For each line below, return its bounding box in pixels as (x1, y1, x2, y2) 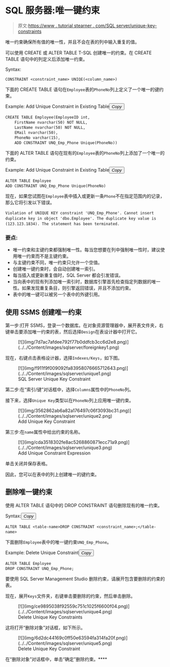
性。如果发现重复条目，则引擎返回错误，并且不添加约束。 (12, 285, 134, 291)
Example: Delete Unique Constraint (5, 550, 79, 556)
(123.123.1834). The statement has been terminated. (5, 221, 120, 226)
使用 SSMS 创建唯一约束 (5, 307, 82, 317)
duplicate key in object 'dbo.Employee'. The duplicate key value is (5, 216, 157, 221)
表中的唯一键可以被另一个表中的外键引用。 (12, 292, 103, 298)
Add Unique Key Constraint (18, 418, 76, 424)
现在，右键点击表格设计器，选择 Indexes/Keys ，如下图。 (5, 355, 123, 361)
